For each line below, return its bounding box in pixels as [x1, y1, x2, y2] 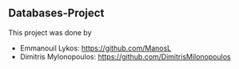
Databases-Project [8, 6, 105, 20]
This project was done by [8, 27, 92, 37]
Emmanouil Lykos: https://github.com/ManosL [19, 43, 172, 53]
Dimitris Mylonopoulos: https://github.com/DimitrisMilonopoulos [19, 51, 231, 61]
